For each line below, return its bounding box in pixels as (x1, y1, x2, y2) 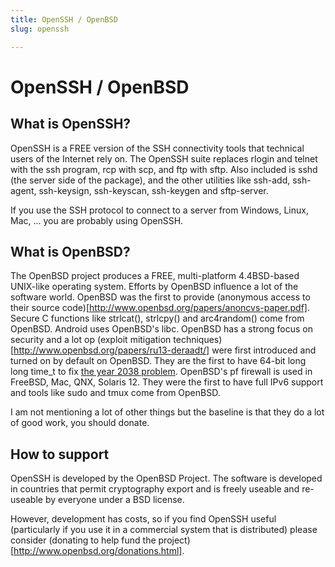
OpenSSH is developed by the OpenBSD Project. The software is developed (10, 472, 323, 485)
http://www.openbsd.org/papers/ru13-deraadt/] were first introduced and (13, 344, 317, 356)
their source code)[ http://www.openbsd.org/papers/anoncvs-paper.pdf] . (10, 302, 310, 314)
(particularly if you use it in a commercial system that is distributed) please (10, 524, 318, 536)
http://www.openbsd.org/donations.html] (13, 545, 183, 557)
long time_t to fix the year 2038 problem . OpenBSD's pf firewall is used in (10, 366, 313, 378)
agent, (10, 184, 37, 196)
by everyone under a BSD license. (44, 494, 185, 506)
